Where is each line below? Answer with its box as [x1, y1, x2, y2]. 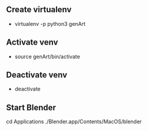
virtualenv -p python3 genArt [14, 20, 85, 27]
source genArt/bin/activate [14, 53, 81, 60]
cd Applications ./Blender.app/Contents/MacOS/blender [6, 118, 142, 125]
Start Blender [6, 102, 56, 112]
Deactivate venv [6, 70, 68, 80]
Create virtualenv [6, 5, 72, 15]
